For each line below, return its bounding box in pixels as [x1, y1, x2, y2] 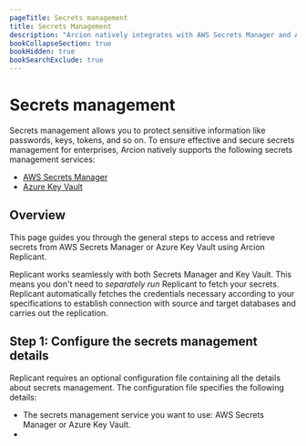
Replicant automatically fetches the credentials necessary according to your [9, 288, 295, 299]
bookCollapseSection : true [9, 38, 112, 48]
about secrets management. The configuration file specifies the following [9, 381, 285, 392]
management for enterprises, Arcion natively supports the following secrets [9, 144, 293, 155]
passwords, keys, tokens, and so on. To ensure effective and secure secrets [9, 134, 295, 146]
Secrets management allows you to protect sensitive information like [9, 125, 266, 136]
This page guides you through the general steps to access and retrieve [9, 231, 276, 242]
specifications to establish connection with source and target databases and [9, 298, 296, 309]
